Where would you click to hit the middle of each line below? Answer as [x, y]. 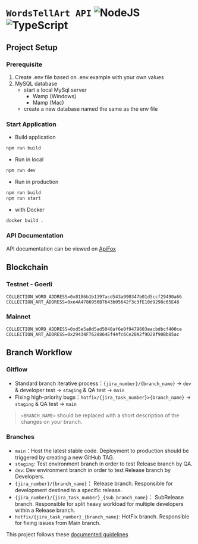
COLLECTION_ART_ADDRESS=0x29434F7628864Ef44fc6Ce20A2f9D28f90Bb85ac [93, 334]
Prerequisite [24, 64]
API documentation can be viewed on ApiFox [61, 248]
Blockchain [27, 268]
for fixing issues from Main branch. [58, 523]
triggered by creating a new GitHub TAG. [65, 457]
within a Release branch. [45, 510]
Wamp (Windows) [54, 96]
